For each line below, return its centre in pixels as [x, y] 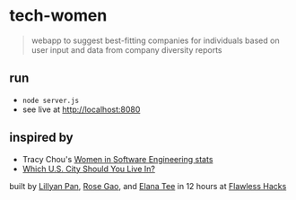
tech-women [58, 16]
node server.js [51, 100]
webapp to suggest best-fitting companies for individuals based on [155, 40]
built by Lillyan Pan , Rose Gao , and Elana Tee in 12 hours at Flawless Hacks [148, 186]
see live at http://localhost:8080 [81, 109]
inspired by [41, 138]
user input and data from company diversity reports [126, 49]
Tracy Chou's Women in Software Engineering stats [118, 159]
